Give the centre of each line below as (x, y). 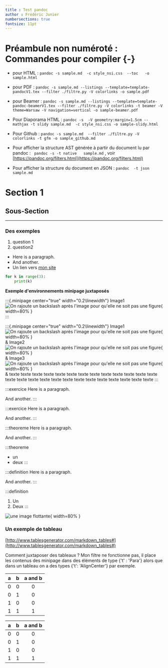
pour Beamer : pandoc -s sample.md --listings (61, 101)
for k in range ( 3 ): (25, 277)
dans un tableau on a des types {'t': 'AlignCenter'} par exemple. (71, 565)
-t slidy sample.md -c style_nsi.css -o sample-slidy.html (94, 125)
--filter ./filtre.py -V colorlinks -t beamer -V (110, 106)
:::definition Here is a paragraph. (38, 472)
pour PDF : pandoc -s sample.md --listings (58, 87)
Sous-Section (27, 211)
